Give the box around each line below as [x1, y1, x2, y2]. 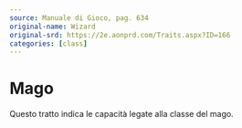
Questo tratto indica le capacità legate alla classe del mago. [9, 109, 235, 120]
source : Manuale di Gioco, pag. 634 [9, 13, 149, 23]
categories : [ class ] [9, 38, 89, 48]
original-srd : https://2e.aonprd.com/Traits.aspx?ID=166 [9, 30, 231, 39]
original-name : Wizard [9, 22, 96, 31]
